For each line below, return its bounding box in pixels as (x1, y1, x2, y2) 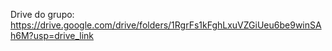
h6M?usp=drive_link (10, 30, 94, 41)
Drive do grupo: (10, 9, 75, 20)
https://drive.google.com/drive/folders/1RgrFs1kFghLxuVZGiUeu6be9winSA (10, 19, 322, 31)
